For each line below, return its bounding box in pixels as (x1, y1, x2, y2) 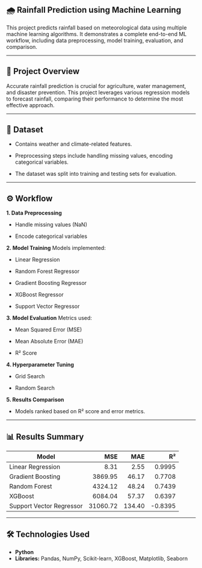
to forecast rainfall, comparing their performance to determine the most (6, 95, 183, 102)
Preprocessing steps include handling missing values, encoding (14, 152, 173, 160)
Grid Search (14, 373, 45, 380)
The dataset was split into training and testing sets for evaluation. (14, 170, 177, 178)
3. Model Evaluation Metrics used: (6, 314, 92, 322)
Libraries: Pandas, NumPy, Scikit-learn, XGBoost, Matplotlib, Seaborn (14, 555, 188, 562)
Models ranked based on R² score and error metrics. (14, 408, 145, 415)
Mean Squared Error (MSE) (14, 326, 82, 333)
